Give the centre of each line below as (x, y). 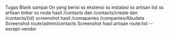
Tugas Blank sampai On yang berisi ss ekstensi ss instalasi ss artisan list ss (84, 7)
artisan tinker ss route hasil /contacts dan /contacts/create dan (72, 13)
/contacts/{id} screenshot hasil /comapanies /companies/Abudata (75, 18)
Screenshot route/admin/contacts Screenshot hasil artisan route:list (77, 23)
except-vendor (21, 29)
